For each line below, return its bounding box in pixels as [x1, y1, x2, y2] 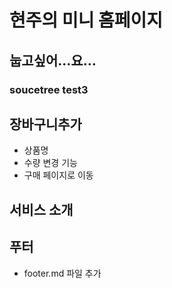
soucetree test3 [9, 82, 89, 96]
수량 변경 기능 [23, 157, 78, 169]
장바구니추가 [9, 116, 82, 133]
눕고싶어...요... [9, 52, 97, 69]
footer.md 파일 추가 [23, 267, 102, 279]
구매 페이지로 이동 [23, 169, 94, 181]
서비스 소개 [9, 201, 74, 218]
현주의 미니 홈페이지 [9, 9, 164, 32]
